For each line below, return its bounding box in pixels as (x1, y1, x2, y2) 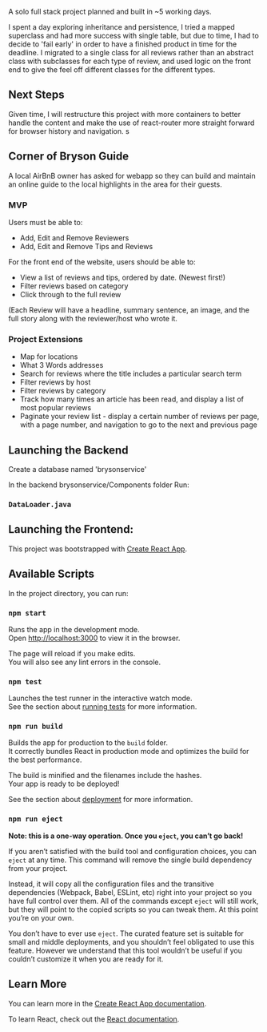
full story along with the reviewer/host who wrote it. (8, 313, 178, 323)
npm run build (8, 722, 63, 732)
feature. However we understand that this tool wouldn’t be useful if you (8, 945, 242, 955)
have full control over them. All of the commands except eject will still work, (8, 896, 259, 905)
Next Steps (8, 88, 65, 102)
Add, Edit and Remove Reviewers (19, 232, 130, 243)
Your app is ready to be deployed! (8, 779, 120, 788)
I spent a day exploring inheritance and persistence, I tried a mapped (8, 22, 236, 31)
